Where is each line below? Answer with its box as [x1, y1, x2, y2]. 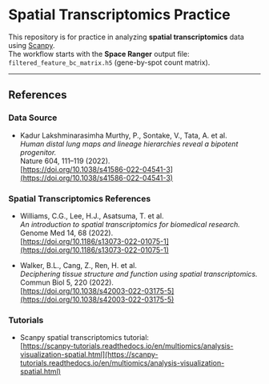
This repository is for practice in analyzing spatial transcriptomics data [8, 32, 244, 42]
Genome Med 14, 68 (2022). [19, 228, 114, 238]
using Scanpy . [8, 40, 55, 50]
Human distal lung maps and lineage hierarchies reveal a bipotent [19, 138, 239, 149]
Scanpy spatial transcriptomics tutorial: [19, 333, 150, 342]
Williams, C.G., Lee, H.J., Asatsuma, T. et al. [19, 210, 164, 221]
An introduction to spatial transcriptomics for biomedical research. [19, 219, 240, 229]
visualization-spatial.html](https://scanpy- [19, 350, 159, 359]
